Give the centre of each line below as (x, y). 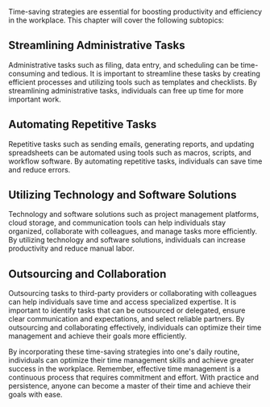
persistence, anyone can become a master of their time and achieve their (130, 386)
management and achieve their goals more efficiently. (98, 336)
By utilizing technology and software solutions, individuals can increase (127, 240)
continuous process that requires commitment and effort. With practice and (134, 377)
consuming (27, 73)
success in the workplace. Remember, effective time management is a (125, 369)
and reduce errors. (39, 169)
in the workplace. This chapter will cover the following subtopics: (116, 20)
